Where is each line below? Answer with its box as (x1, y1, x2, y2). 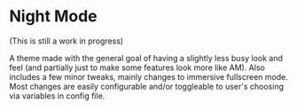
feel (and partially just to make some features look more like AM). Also (9, 62, 266, 73)
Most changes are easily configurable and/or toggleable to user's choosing (9, 81, 285, 91)
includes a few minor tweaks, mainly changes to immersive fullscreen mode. (9, 71, 288, 82)
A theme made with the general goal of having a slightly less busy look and (9, 52, 284, 63)
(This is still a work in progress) (9, 35, 124, 46)
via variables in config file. (9, 90, 106, 101)
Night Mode (9, 6, 98, 27)
